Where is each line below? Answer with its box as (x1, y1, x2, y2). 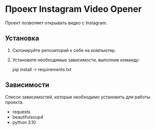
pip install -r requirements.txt (12, 66, 72, 72)
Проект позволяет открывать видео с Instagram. (5, 20, 108, 26)
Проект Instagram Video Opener (5, 3, 142, 15)
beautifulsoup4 (12, 114, 43, 120)
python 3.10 (12, 119, 36, 125)
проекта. (5, 99, 24, 105)
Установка (5, 34, 39, 43)
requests (12, 109, 31, 115)
